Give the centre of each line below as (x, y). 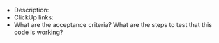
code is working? (38, 32)
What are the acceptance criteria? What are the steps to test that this (113, 25)
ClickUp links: (33, 17)
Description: (31, 10)
